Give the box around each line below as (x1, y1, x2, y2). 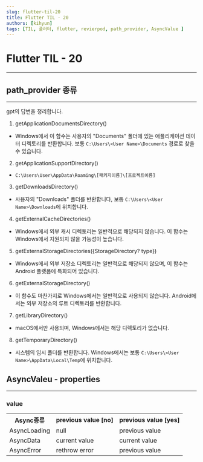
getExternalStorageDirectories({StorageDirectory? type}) (14, 248, 157, 254)
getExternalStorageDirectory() (14, 280, 91, 286)
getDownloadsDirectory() (14, 183, 79, 190)
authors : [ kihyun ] (6, 20, 53, 26)
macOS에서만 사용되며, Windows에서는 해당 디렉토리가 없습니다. (14, 325, 169, 331)
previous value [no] (56, 416, 114, 424)
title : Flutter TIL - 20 (6, 15, 69, 21)
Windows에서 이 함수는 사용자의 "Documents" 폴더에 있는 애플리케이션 (14, 133, 185, 139)
